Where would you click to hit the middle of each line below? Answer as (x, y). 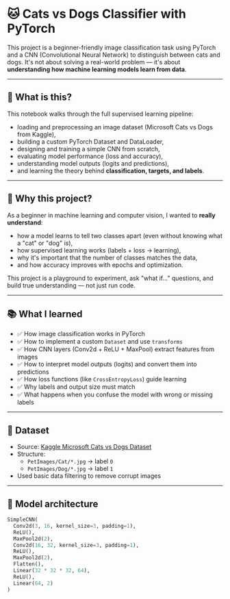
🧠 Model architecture (53, 504)
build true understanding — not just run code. (71, 285)
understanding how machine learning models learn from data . (97, 69)
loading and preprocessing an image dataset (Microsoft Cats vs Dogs (115, 127)
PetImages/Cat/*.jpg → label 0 (70, 461)
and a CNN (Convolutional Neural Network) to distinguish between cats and (114, 55)
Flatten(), (29, 564)
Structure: (31, 454)
